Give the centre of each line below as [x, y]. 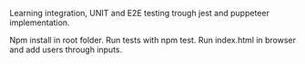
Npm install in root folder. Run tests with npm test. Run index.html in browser [153, 40]
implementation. [40, 23]
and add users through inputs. [66, 50]
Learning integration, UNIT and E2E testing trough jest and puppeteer [140, 13]
